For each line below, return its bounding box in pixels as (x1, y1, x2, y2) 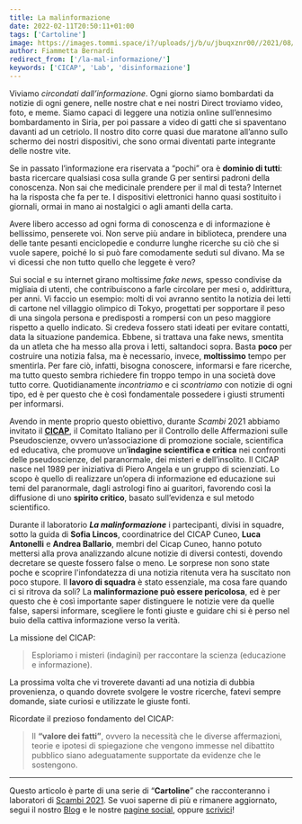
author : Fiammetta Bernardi (9, 47, 115, 56)
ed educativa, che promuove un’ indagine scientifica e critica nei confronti (9, 444, 286, 455)
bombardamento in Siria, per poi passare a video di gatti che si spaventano (9, 116, 287, 127)
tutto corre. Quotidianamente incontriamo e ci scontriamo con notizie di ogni (9, 379, 293, 390)
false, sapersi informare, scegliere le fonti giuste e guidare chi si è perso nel (9, 605, 290, 616)
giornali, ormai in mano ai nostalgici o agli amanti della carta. (9, 201, 234, 211)
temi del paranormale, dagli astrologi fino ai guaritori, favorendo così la (9, 482, 271, 493)
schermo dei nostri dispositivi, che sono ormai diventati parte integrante (9, 136, 276, 147)
